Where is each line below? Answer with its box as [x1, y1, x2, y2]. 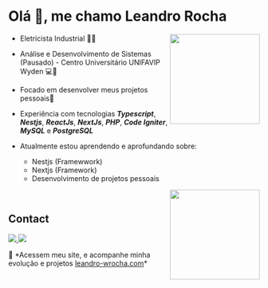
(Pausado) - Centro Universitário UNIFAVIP [19, 57, 161, 67]
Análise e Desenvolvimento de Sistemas [19, 49, 152, 58]
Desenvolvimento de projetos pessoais [31, 173, 160, 183]
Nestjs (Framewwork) [31, 156, 103, 166]
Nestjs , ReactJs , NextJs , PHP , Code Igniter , [19, 117, 168, 127]
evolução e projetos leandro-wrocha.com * [8, 258, 148, 268]
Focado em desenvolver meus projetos [19, 85, 148, 94]
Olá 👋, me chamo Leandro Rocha [8, 7, 227, 26]
